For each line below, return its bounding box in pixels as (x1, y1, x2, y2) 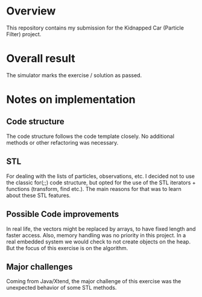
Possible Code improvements (6, 209, 119, 219)
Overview (6, 4, 56, 18)
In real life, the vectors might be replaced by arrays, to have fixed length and (6, 225, 196, 233)
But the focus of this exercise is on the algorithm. (6, 244, 128, 251)
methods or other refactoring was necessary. (6, 139, 119, 146)
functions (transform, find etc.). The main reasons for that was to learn (6, 185, 182, 192)
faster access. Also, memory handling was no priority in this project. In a (6, 231, 186, 239)
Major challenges (6, 261, 73, 272)
